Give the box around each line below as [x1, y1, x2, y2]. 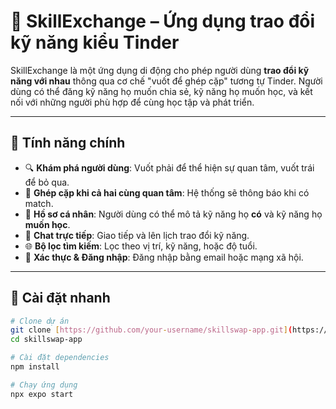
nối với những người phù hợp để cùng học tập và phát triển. [10, 96, 255, 108]
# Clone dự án [10, 316, 70, 326]
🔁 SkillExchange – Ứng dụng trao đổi [10, 10, 316, 33]
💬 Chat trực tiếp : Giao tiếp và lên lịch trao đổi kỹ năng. [24, 229, 250, 241]
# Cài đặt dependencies [10, 353, 110, 363]
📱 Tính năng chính [10, 135, 126, 152]
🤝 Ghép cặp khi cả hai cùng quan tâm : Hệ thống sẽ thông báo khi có [24, 186, 310, 199]
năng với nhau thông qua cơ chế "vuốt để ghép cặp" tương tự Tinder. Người [10, 75, 323, 87]
